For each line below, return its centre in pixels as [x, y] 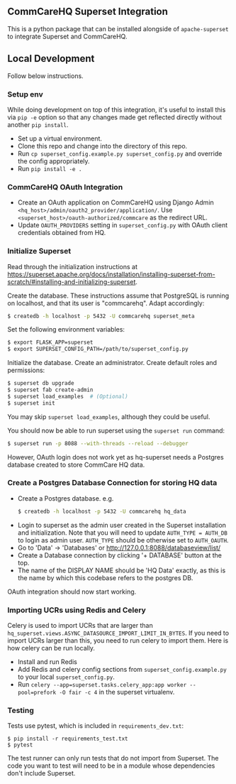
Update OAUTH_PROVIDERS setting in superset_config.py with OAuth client [123, 225]
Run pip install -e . [50, 168]
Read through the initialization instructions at [73, 266]
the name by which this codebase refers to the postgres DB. [105, 577]
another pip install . [38, 124]
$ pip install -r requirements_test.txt [68, 739]
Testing [21, 710]
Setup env [26, 94]
